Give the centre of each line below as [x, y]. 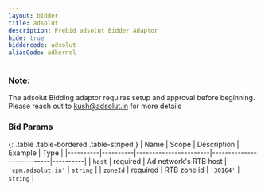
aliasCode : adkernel [43, 53]
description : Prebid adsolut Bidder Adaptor [83, 30]
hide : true [26, 38]
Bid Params [31, 127]
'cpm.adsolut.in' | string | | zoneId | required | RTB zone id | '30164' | [124, 170]
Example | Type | [36, 153]
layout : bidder [33, 16]
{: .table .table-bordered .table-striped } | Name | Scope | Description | [124, 144]
